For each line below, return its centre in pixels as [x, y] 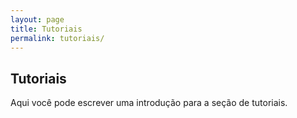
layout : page [37, 19]
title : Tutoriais [46, 29]
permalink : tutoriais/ [57, 38]
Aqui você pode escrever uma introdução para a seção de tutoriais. [149, 103]
